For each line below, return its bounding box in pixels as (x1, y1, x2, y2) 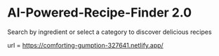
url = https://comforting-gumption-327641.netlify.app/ (7, 41, 164, 49)
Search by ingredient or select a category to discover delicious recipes (7, 28, 212, 36)
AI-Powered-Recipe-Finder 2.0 (7, 5, 192, 21)
